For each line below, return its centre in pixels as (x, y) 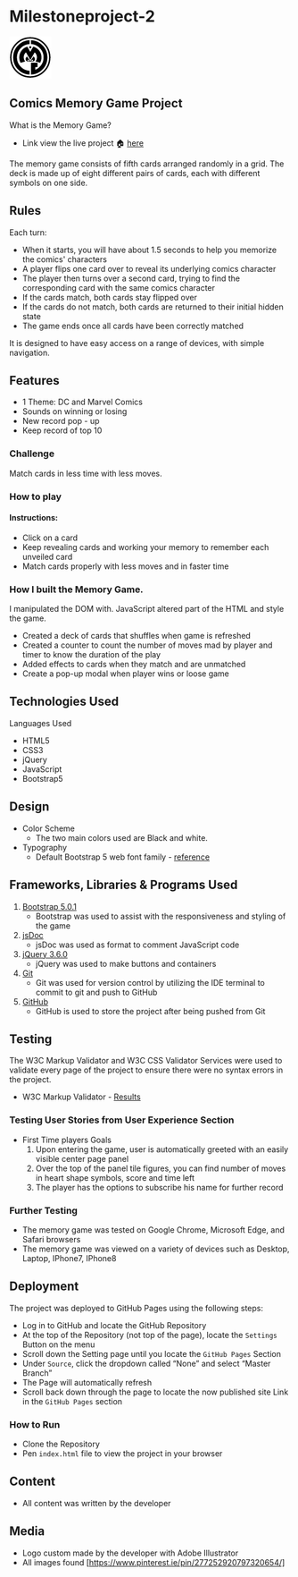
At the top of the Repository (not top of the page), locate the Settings (150, 1335)
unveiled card (47, 556)
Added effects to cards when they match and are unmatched (134, 665)
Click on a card (50, 538)
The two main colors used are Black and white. (121, 837)
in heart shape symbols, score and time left (115, 1177)
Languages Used (41, 723)
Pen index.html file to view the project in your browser (122, 1454)
